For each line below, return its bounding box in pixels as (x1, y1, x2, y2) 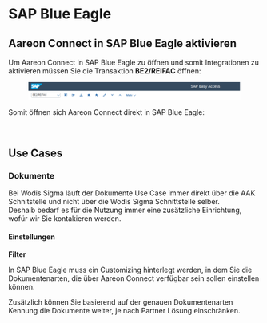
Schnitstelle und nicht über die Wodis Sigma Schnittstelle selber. (8, 197, 220, 207)
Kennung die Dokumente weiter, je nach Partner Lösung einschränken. (8, 306, 241, 316)
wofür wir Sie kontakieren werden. (8, 214, 122, 223)
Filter (8, 250, 26, 259)
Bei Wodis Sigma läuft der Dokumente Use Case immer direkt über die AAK (8, 188, 256, 198)
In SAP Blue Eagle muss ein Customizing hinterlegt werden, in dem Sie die (8, 265, 253, 275)
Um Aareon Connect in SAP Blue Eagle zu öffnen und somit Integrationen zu (8, 57, 260, 67)
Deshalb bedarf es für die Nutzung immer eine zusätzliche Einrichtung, (8, 205, 242, 215)
